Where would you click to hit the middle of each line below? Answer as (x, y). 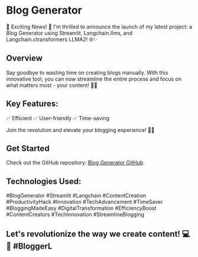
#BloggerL (33, 246)
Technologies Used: (44, 181)
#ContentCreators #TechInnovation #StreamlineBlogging (75, 214)
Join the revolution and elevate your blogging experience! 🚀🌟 (80, 130)
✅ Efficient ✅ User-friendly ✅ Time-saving (58, 118)
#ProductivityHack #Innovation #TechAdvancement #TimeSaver (85, 202)
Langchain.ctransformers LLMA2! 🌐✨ (52, 39)
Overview (25, 58)
